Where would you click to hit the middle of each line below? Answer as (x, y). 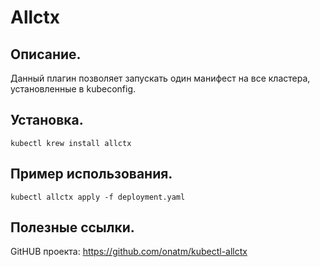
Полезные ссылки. (72, 227)
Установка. (47, 120)
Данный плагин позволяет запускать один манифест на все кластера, (160, 78)
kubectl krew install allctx (71, 143)
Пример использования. (91, 174)
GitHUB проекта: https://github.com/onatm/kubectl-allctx (129, 252)
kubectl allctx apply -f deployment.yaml (98, 197)
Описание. (46, 54)
